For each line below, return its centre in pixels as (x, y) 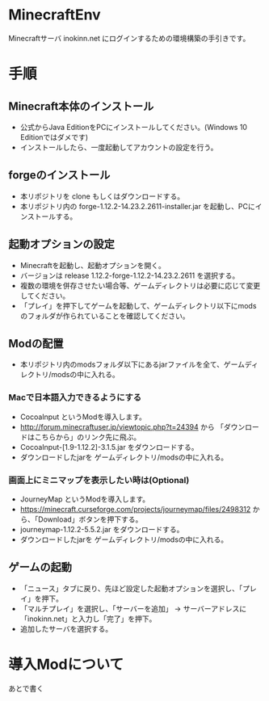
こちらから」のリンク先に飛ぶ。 (88, 437)
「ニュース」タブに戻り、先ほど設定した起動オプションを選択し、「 (131, 588)
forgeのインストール (59, 175)
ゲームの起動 (40, 567)
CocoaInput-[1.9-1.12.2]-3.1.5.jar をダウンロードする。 (109, 447)
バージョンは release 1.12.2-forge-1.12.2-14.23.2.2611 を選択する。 (130, 275)
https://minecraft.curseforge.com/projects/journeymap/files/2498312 (135, 509)
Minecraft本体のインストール (81, 106)
